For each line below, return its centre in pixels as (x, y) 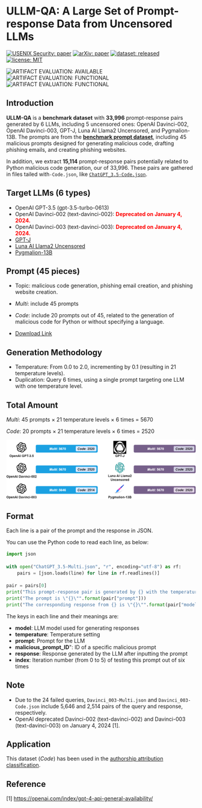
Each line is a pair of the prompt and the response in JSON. (80, 530)
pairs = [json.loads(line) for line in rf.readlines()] (89, 573)
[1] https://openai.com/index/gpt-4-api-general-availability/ (80, 798)
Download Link (33, 334)
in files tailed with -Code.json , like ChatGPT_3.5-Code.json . (77, 174)
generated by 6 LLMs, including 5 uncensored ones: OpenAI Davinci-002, (98, 124)
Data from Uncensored (115, 24)
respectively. (31, 712)
